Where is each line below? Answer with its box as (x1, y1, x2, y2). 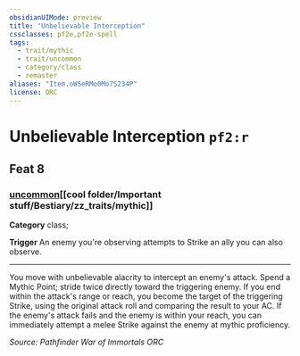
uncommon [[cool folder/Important (9, 188, 162, 201)
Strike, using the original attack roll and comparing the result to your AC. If (9, 301, 282, 311)
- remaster (17, 71, 58, 80)
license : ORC (9, 87, 58, 96)
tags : (9, 37, 29, 47)
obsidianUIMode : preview (9, 12, 102, 22)
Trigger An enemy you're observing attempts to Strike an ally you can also (9, 237, 284, 248)
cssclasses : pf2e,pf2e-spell (9, 29, 118, 38)
